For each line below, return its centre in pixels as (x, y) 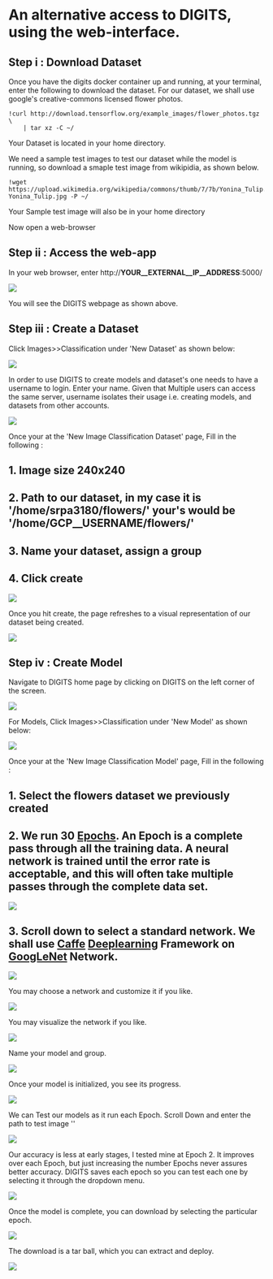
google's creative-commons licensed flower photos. (96, 99)
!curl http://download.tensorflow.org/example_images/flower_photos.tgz (134, 114)
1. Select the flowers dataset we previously (119, 795)
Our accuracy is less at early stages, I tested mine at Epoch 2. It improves (131, 1155)
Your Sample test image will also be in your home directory (107, 212)
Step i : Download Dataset (75, 62)
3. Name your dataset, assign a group (105, 551)
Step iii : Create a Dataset (74, 329)
